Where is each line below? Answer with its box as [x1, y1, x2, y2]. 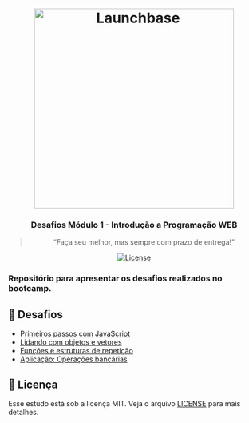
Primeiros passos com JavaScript [19, 329, 131, 339]
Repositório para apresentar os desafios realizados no [8, 273, 223, 284]
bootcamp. [8, 283, 52, 294]
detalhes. [8, 408, 39, 417]
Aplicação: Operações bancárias [19, 354, 128, 364]
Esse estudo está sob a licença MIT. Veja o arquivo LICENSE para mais [8, 399, 241, 409]
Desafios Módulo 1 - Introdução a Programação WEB [30, 220, 238, 231]
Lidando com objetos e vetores [19, 337, 122, 347]
